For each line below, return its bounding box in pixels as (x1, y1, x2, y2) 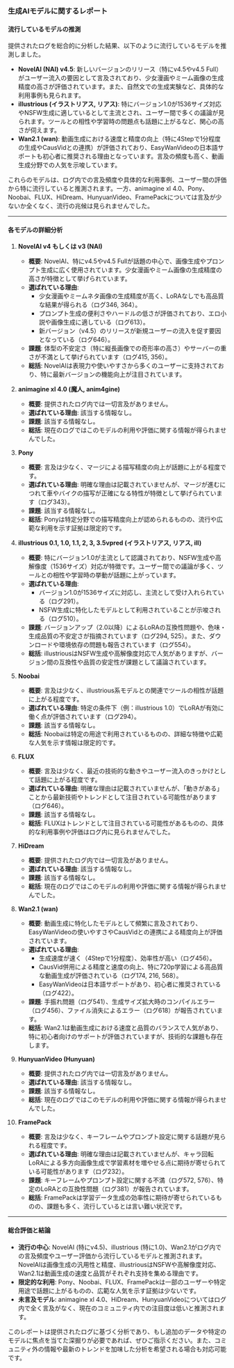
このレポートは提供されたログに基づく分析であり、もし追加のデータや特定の (8, 1327, 227, 1335)
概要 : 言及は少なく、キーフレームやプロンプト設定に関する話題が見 (28, 1133, 220, 1141)
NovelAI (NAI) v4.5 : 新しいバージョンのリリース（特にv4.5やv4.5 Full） (17, 65, 223, 74)
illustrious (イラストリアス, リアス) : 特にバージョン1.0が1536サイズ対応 (17, 100, 222, 109)
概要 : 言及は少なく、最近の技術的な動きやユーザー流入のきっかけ (28, 767, 215, 775)
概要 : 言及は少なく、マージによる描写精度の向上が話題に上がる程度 (28, 463, 221, 472)
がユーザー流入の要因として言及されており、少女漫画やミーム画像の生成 (17, 74, 224, 82)
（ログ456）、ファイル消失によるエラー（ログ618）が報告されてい (28, 1006, 217, 1015)
